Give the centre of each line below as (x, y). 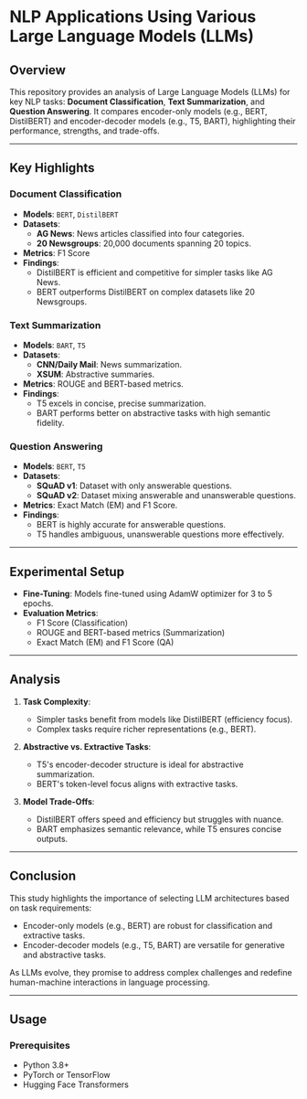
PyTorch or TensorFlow (67, 1075)
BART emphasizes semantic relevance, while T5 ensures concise (159, 828)
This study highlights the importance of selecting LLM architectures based (149, 898)
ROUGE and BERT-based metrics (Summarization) (131, 633)
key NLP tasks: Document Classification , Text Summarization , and (137, 101)
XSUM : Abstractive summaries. (95, 374)
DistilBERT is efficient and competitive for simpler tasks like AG (155, 272)
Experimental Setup (67, 572)
